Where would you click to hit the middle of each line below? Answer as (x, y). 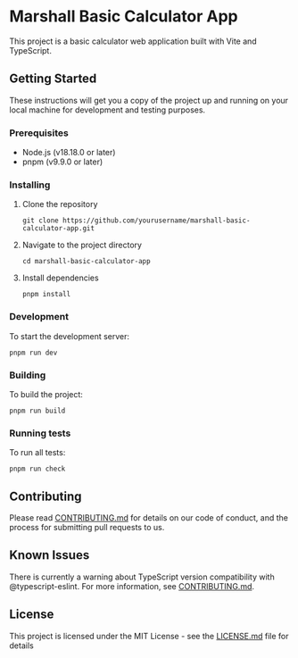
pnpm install (46, 295)
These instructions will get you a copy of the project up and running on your (149, 100)
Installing (30, 185)
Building (28, 375)
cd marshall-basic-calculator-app (86, 262)
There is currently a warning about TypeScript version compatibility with (142, 577)
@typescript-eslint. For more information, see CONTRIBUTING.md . (132, 586)
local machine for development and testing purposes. (108, 110)
